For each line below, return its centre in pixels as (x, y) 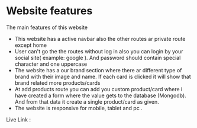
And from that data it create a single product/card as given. (87, 101)
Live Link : (19, 119)
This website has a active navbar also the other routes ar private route (100, 39)
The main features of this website (47, 27)
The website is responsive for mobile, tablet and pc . (79, 108)
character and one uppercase (51, 64)
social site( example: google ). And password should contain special (98, 57)
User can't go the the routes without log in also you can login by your (99, 51)
